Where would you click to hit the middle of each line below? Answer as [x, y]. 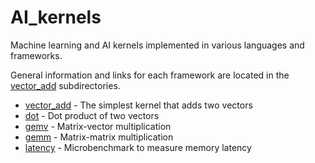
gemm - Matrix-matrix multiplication [99, 137]
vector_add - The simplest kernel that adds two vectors [138, 105]
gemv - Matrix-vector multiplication [98, 126]
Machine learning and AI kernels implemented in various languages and [157, 45]
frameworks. [36, 55]
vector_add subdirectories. [65, 85]
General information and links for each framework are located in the [150, 75]
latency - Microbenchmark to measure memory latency [138, 147]
